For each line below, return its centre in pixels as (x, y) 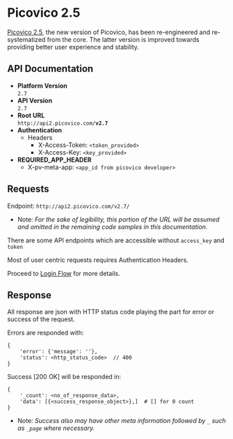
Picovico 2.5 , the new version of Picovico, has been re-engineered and (109, 32)
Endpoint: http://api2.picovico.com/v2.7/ (69, 206)
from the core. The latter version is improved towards (123, 39)
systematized (26, 39)
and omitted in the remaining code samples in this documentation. (112, 226)
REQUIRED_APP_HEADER (54, 160)
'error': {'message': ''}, (59, 352)
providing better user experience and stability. (73, 47)
